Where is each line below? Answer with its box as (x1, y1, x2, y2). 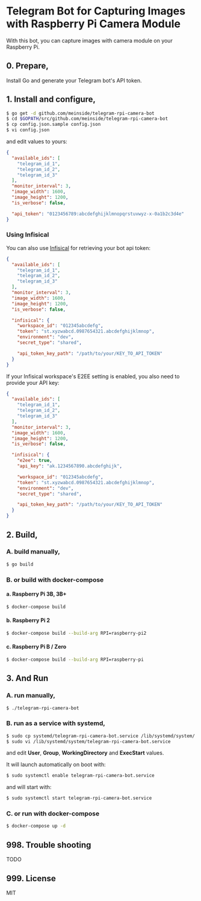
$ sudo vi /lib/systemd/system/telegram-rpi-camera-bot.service (6, 738, 171, 744)
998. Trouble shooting (6, 840, 91, 850)
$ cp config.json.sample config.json (6, 122, 101, 128)
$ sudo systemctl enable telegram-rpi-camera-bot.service (6, 773, 155, 779)
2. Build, (6, 529, 38, 540)
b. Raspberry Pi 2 (6, 617, 50, 624)
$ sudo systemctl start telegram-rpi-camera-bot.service (6, 795, 152, 802)
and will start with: (6, 784, 52, 791)
